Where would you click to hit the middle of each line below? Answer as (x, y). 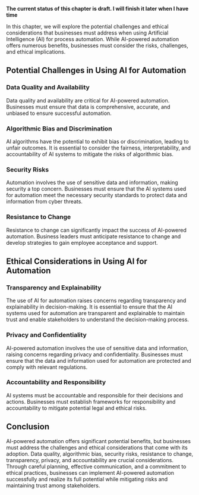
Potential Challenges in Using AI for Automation (96, 71)
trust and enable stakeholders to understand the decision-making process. (97, 320)
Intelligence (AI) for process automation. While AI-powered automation (93, 39)
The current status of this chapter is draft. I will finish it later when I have (97, 9)
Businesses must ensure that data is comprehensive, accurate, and (88, 107)
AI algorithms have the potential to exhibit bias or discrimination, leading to (97, 141)
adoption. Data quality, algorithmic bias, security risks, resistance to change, (100, 454)
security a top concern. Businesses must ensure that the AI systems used (96, 189)
